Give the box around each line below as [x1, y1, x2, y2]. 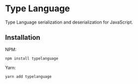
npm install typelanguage [5, 56, 58, 61]
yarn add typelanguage [5, 74, 52, 79]
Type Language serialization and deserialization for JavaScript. [5, 19, 133, 25]
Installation [5, 33, 40, 42]
